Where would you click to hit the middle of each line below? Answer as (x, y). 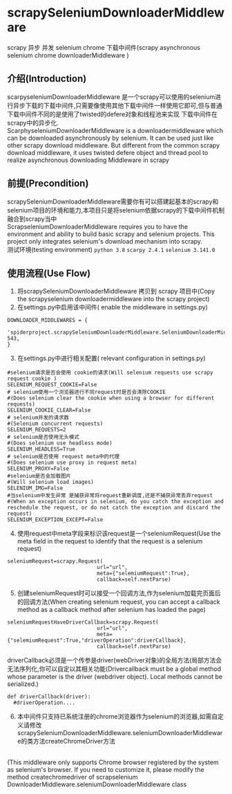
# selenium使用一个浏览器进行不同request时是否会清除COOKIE (86, 393)
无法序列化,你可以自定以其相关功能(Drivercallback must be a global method (114, 669)
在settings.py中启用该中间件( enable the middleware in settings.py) (113, 307)
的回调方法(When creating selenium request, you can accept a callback (119, 602)
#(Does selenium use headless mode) (60, 443)
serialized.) (23, 684)
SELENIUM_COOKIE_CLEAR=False (49, 410)
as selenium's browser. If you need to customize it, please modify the (106, 770)
